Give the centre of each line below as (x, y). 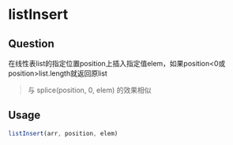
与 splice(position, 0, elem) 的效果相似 (89, 90)
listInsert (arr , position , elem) (63, 133)
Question (31, 44)
